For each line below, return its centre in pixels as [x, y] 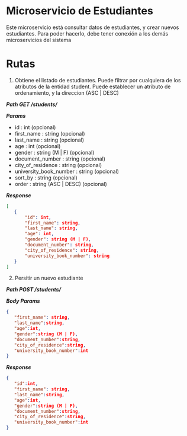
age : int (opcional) [38, 146]
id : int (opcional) [35, 127]
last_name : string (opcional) [49, 140]
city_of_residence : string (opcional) [58, 165]
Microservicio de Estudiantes [80, 11]
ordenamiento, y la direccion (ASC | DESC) [67, 92]
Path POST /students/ [33, 290]
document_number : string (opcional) [60, 159]
